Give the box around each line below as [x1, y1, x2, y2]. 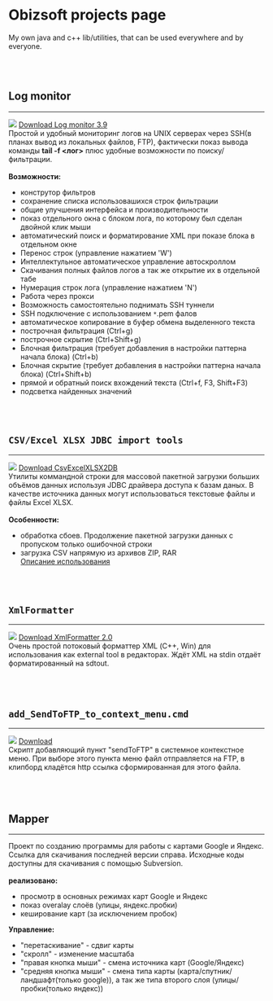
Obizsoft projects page [8, 6, 167, 24]
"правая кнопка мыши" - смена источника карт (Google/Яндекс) [19, 958, 245, 967]
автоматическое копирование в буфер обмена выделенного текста [19, 317, 256, 327]
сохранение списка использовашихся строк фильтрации [19, 195, 219, 205]
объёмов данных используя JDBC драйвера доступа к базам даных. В [8, 480, 254, 490]
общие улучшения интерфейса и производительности [19, 204, 209, 214]
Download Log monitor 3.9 [18, 120, 108, 130]
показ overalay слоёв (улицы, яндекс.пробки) [19, 900, 178, 910]
